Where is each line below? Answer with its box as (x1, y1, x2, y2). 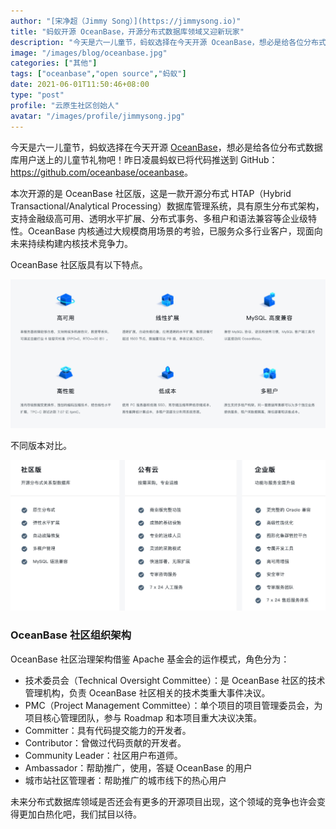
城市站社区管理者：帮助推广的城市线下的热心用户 (24, 774, 227, 786)
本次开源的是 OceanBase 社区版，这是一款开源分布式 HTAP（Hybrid (10, 187, 292, 199)
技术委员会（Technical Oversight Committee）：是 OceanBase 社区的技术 (24, 674, 326, 686)
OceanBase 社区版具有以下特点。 (10, 258, 148, 270)
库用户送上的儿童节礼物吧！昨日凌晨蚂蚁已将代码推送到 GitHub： (10, 153, 278, 165)
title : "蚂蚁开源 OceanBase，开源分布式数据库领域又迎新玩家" (10, 26, 245, 37)
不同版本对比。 (10, 439, 72, 451)
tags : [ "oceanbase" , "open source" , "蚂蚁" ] (10, 69, 187, 79)
